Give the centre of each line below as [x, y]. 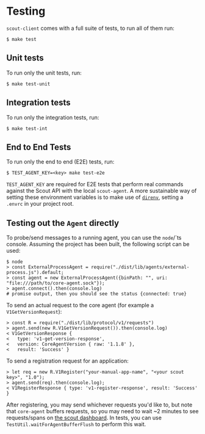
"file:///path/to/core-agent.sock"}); [56, 283]
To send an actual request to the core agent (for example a [80, 305]
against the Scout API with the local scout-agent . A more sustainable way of [102, 191]
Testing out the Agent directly [63, 223]
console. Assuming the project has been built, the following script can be [98, 244]
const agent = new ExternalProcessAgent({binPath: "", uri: [90, 278]
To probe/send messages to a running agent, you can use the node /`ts [94, 238]
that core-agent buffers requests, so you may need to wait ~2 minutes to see [103, 411]
